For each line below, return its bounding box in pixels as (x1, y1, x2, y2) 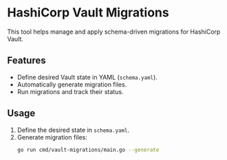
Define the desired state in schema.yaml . (17, 126, 130, 134)
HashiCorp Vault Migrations (7, 5, 170, 21)
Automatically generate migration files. (17, 80, 127, 89)
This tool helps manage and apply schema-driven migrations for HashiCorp (7, 27, 221, 36)
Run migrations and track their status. (17, 87, 124, 95)
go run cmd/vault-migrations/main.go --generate (17, 146, 160, 153)
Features (7, 55, 46, 67)
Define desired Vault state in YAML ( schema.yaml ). (17, 73, 158, 81)
